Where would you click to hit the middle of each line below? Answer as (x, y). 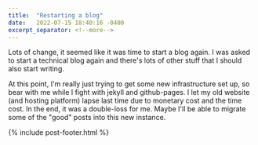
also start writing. (36, 69)
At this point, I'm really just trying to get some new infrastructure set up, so (129, 84)
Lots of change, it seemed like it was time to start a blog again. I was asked (129, 53)
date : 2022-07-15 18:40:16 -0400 (66, 23)
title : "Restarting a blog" (56, 15)
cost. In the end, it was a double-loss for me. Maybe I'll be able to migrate (127, 109)
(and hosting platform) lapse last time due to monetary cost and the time (125, 101)
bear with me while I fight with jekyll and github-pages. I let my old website (129, 92)
